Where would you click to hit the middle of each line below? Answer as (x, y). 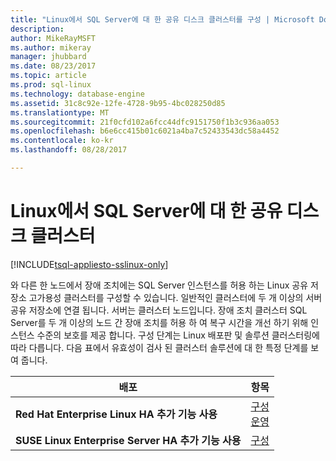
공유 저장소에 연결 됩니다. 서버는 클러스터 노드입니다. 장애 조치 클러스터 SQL (159, 310)
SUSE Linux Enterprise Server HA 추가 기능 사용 (128, 440)
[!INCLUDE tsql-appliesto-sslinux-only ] (89, 264)
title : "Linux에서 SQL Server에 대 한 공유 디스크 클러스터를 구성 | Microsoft (162, 19)
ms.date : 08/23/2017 (53, 66)
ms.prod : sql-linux (51, 85)
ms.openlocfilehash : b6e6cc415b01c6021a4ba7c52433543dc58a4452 (145, 131)
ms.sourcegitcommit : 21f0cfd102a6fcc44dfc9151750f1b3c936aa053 (145, 122)
